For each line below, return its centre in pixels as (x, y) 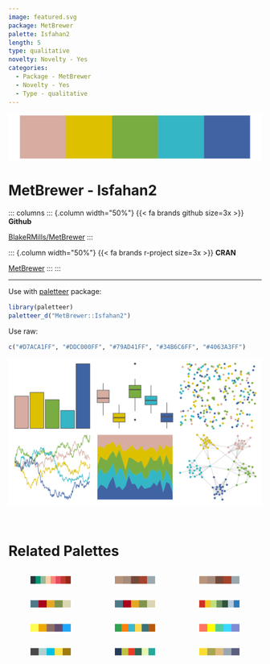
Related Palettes (64, 551)
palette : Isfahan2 (39, 34)
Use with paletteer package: (55, 291)
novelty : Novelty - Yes (48, 60)
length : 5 (25, 43)
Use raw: (23, 331)
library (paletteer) (41, 307)
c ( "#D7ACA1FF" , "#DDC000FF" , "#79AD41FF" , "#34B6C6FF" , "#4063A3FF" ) (127, 347)
